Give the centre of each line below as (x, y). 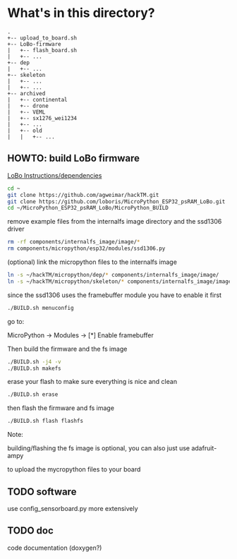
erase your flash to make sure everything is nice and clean (92, 382)
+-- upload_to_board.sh (42, 38)
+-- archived (26, 93)
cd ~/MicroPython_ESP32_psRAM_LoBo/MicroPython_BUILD (88, 208)
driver (16, 229)
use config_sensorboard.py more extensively (73, 508)
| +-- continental (38, 100)
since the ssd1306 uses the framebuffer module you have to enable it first (115, 295)
